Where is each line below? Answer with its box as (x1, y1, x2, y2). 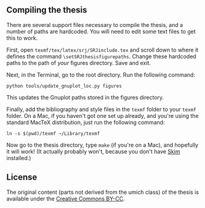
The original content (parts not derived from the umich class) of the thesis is (6, 188, 199, 196)
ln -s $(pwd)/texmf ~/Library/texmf (6, 130, 100, 137)
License (6, 172, 37, 183)
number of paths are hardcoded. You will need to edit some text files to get (6, 28, 196, 35)
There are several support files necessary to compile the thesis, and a (6, 21, 183, 28)
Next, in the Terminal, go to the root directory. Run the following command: (6, 71, 195, 79)
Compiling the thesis (6, 5, 88, 15)
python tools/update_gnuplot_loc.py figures (6, 83, 122, 89)
